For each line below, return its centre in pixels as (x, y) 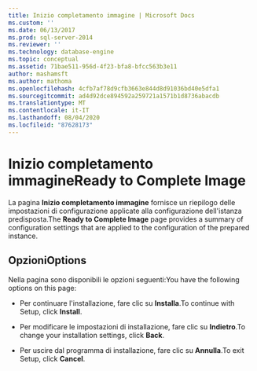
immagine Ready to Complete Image (127, 180)
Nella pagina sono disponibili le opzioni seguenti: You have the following (124, 279)
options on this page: (42, 288)
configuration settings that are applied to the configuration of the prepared (129, 227)
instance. (23, 236)
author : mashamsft (38, 74)
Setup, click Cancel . (52, 358)
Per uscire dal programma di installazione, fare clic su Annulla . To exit (132, 350)
